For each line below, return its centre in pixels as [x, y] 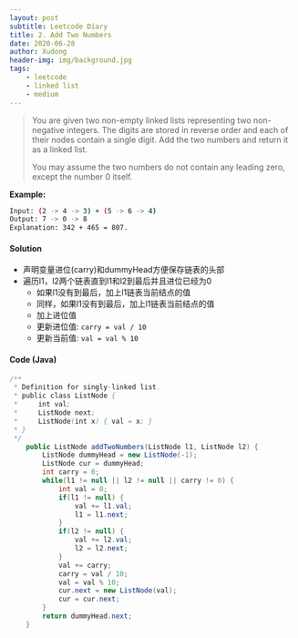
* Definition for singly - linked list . [87, 387]
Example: [28, 194]
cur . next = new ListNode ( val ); [118, 591]
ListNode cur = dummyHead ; [93, 464]
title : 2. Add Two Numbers [61, 35]
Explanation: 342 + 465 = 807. [69, 228]
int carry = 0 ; [71, 472]
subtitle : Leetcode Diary [58, 26]
